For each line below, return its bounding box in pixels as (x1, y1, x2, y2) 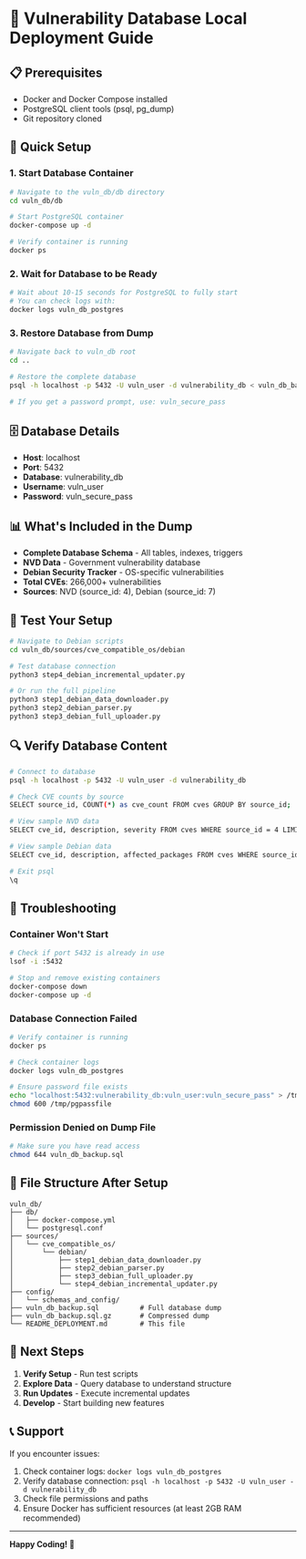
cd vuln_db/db (9, 196, 64, 205)
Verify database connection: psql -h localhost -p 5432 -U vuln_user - (22, 1475, 294, 1486)
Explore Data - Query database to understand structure (22, 1378, 232, 1389)
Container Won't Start (9, 927, 109, 940)
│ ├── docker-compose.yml (9, 1215, 117, 1224)
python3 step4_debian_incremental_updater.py (9, 670, 185, 679)
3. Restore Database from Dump (9, 326, 154, 339)
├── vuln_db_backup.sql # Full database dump (9, 1303, 222, 1312)
